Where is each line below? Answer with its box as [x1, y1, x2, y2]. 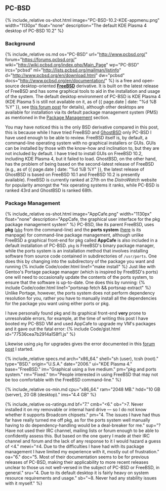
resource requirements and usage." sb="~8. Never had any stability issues [5, 475, 157, 481]
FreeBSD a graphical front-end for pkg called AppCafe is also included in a [5, 238, 158, 244]
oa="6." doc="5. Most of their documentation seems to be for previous [5, 454, 149, 460]
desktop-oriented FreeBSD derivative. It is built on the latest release [20, 83, 159, 89]
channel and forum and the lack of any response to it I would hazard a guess [5, 438, 161, 444]
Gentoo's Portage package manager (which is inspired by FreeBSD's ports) [5, 269, 158, 275]
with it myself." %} [5, 481, 42, 487]
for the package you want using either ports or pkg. [5, 301, 110, 307]
